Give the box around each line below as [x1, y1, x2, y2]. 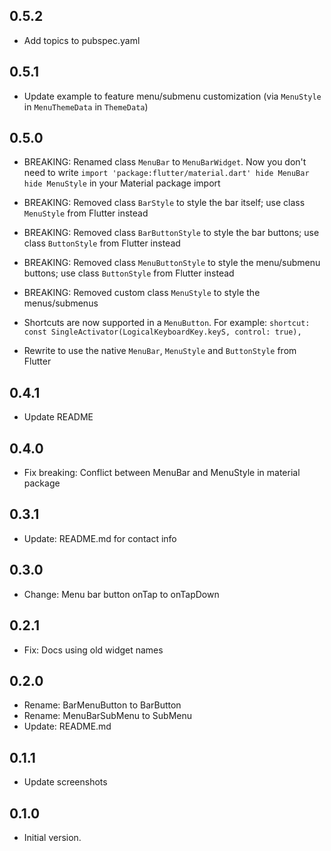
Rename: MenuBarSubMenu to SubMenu [23, 710, 193, 722]
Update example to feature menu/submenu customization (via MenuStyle [23, 90, 322, 102]
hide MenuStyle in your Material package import [23, 177, 221, 189]
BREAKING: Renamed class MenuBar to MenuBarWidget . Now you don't [23, 156, 307, 168]
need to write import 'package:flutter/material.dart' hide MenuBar [23, 167, 310, 179]
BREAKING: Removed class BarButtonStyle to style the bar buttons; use [23, 227, 320, 239]
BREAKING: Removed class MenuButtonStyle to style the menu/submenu [23, 257, 321, 269]
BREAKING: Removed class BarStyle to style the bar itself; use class [23, 197, 306, 209]
